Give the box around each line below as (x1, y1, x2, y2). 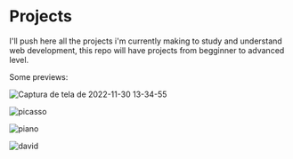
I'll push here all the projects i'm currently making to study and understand (9, 36, 282, 46)
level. (9, 54, 29, 65)
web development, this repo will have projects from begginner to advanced (9, 44, 285, 55)
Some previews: (9, 71, 69, 82)
